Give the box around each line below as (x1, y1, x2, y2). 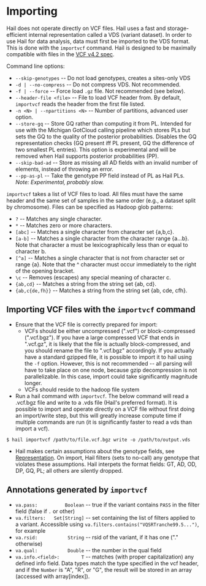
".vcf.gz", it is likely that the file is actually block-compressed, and (24, 340, 191, 347)
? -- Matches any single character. (15, 215, 102, 222)
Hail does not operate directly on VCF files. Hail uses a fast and (6, 24, 166, 32)
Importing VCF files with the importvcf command (6, 304, 196, 315)
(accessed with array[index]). (15, 573, 90, 580)
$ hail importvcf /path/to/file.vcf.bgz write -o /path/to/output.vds (6, 437, 191, 443)
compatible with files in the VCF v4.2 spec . (6, 50, 115, 58)
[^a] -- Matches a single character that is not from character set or (15, 254, 185, 261)
